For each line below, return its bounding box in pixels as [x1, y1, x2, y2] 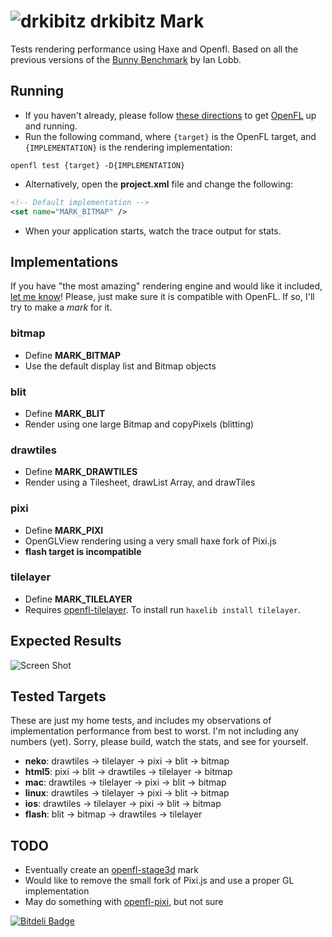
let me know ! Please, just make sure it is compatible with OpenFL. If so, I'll [10, 291, 315, 303]
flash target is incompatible [24, 545, 142, 557]
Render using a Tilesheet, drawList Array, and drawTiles [24, 476, 256, 489]
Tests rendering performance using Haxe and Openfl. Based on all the [10, 43, 299, 55]
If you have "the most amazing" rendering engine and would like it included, [10, 280, 323, 292]
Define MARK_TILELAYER [24, 593, 133, 605]
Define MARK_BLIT [24, 407, 106, 419]
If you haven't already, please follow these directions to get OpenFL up [24, 109, 317, 121]
